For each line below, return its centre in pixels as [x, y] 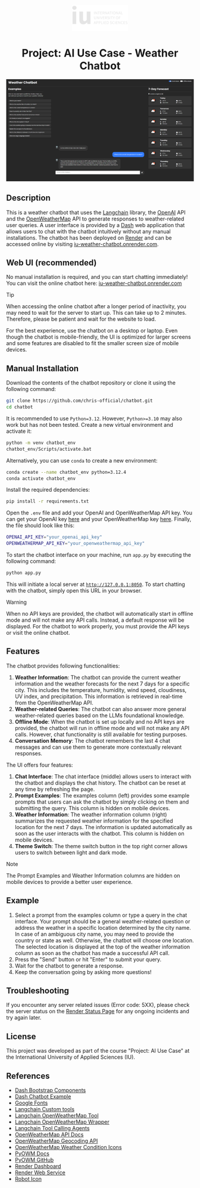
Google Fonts [31, 1103]
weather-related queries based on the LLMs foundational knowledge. [99, 715]
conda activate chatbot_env [41, 478]
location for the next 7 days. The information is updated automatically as [103, 827]
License [21, 1036]
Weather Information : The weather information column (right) [91, 814]
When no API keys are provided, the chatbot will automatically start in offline [100, 613]
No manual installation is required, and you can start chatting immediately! [97, 277]
